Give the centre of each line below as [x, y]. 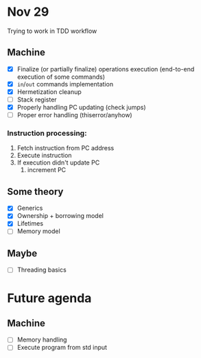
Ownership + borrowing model [60, 216]
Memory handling [42, 339]
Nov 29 [28, 12]
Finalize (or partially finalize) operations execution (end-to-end [106, 69]
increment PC [47, 170]
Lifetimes [30, 224]
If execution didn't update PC [58, 163]
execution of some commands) [61, 77]
